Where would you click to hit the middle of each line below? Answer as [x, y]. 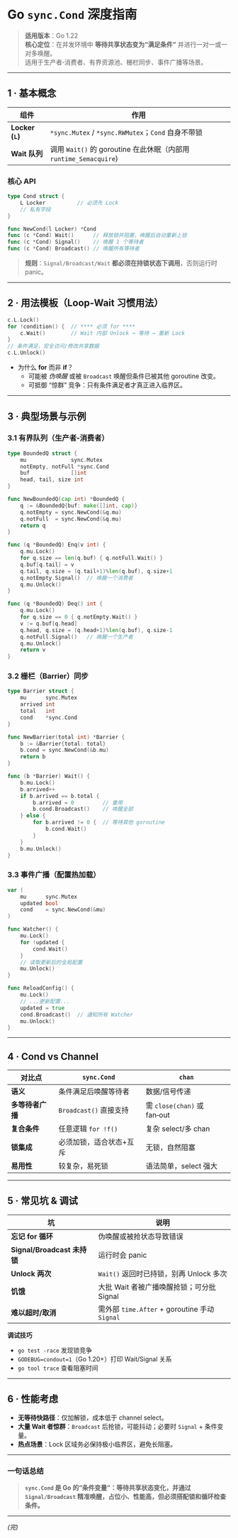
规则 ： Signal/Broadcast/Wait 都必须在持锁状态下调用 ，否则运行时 [121, 263]
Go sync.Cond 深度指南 [72, 15]
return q [33, 526]
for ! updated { [42, 942]
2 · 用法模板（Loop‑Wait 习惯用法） [85, 303]
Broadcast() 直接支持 [93, 1110]
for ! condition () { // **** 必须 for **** [72, 326]
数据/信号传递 [168, 1092]
